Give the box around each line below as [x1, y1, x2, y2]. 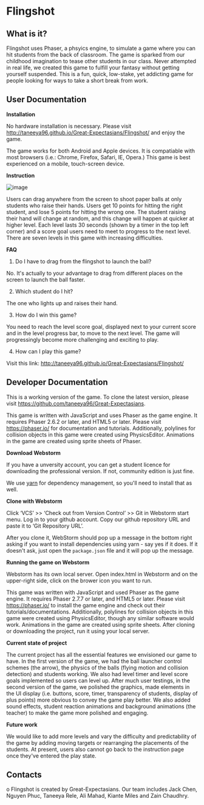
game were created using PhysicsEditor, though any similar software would [6, 614, 194, 621]
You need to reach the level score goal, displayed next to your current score [6, 323, 196, 330]
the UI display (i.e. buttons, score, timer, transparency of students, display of [6, 689, 198, 697]
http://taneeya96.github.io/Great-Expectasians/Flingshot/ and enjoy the [6, 129, 185, 136]
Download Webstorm [6, 449, 61, 457]
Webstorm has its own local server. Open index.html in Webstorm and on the [6, 570, 198, 578]
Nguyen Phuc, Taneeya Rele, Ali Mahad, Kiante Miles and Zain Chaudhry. [6, 792, 189, 800]
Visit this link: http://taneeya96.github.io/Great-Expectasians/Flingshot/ [6, 359, 184, 367]
